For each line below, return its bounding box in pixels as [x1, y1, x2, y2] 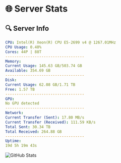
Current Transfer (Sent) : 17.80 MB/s [5, 115, 85, 120]
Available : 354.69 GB [5, 68, 51, 73]
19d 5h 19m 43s [5, 143, 37, 148]
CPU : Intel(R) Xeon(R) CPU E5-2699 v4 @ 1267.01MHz [5, 40, 116, 45]
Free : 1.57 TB [5, 87, 35, 92]
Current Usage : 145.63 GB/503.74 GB [5, 64, 82, 69]
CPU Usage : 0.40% [5, 44, 42, 49]
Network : [5, 111, 24, 116]
